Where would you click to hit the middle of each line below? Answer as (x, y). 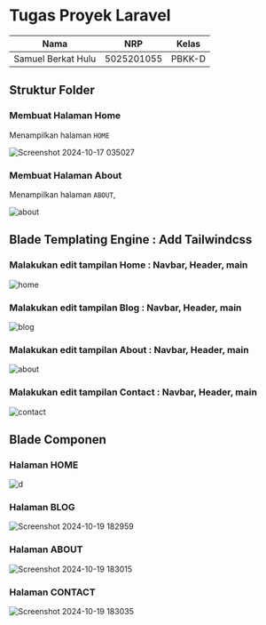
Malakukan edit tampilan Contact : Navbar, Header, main (133, 392)
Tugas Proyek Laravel (90, 16)
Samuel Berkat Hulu (55, 59)
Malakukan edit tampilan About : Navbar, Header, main (129, 349)
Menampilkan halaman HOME (59, 135)
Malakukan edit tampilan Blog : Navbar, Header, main (125, 308)
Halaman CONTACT (52, 592)
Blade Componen (58, 440)
